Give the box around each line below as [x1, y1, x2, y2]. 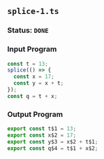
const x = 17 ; [13, 74, 54, 81]
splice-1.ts [7, 6, 59, 17]
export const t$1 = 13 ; [7, 125, 77, 132]
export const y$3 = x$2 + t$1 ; [7, 138, 98, 145]
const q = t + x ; [7, 92, 58, 99]
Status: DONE [7, 25, 49, 35]
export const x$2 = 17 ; [7, 132, 77, 139]
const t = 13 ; [7, 60, 49, 67]
